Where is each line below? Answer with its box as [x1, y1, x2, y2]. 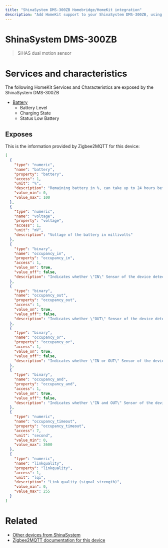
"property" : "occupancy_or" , [14, 340, 75, 345]
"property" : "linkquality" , [14, 465, 72, 471]
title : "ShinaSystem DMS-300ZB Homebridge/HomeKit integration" [5, 7, 142, 13]
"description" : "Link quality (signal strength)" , [14, 480, 122, 485]
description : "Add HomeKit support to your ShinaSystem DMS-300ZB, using [5, 12, 162, 17]
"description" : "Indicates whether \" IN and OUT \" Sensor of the [14, 400, 153, 405]
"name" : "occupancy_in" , [14, 251, 66, 256]
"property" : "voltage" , [14, 218, 64, 223]
